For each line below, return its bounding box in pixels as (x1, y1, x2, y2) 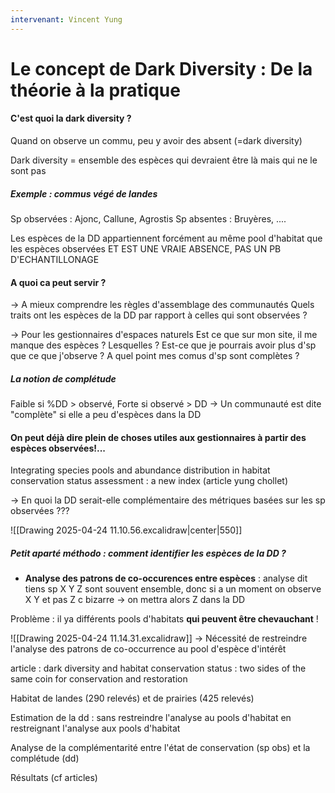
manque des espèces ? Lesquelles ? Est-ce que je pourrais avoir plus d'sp (10, 339, 317, 351)
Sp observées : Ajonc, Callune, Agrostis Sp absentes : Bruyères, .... (10, 212, 287, 225)
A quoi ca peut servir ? (10, 276, 107, 288)
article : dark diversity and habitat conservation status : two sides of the (10, 662, 307, 675)
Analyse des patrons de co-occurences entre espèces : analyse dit (24, 572, 308, 585)
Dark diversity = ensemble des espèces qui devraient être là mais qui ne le (10, 154, 318, 166)
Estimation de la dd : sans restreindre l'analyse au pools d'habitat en (10, 712, 292, 724)
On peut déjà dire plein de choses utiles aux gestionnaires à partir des (10, 431, 307, 443)
